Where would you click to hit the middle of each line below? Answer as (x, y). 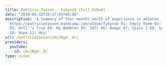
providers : (16, 42)
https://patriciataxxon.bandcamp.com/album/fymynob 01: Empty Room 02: (85, 24)
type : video (17, 56)
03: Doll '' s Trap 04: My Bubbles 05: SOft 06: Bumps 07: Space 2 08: (83, 28)
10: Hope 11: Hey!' (30, 33)
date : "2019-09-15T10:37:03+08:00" (42, 14)
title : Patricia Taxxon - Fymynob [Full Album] (55, 10)
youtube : (19, 47)
